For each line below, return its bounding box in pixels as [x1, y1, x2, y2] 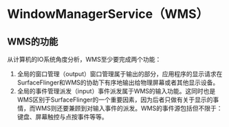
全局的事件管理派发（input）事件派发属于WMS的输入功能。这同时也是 [17, 87, 216, 95]
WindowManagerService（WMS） [7, 6, 208, 22]
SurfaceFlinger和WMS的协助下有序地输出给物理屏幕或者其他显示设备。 [17, 78, 219, 86]
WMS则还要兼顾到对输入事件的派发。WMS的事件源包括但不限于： [35, 104, 223, 112]
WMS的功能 [7, 36, 58, 47]
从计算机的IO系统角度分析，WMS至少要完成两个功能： [7, 56, 162, 63]
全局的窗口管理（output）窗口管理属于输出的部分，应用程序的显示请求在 [17, 70, 223, 78]
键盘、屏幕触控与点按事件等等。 [17, 113, 108, 121]
